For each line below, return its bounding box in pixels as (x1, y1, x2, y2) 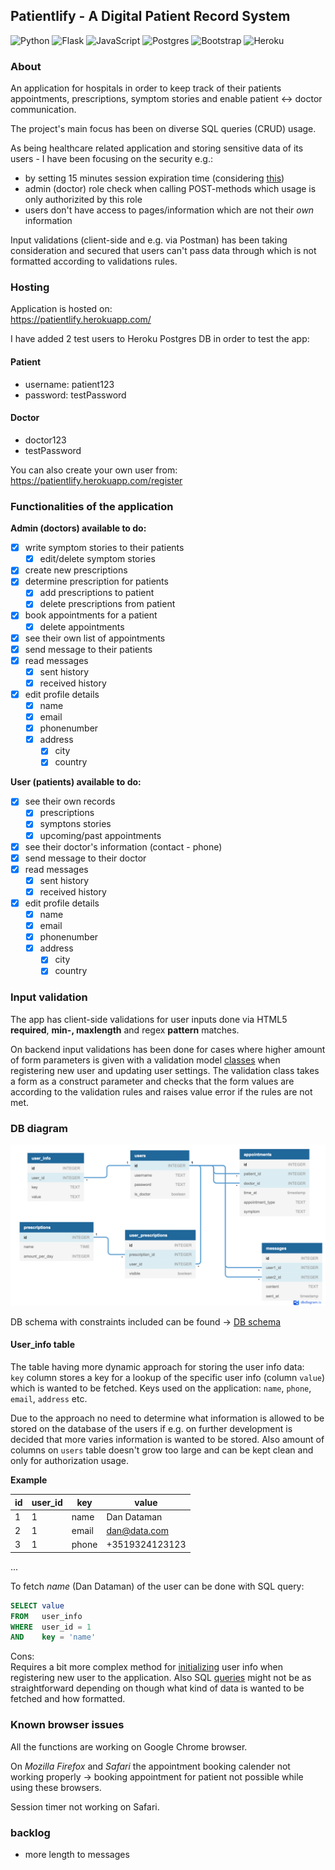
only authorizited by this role (24, 194, 143, 206)
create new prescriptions (24, 564, 128, 576)
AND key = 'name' (10, 1632, 97, 1643)
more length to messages (24, 1848, 130, 1860)
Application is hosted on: (10, 303, 113, 315)
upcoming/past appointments (39, 829, 162, 841)
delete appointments (39, 620, 125, 633)
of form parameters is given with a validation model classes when (10, 1054, 281, 1066)
